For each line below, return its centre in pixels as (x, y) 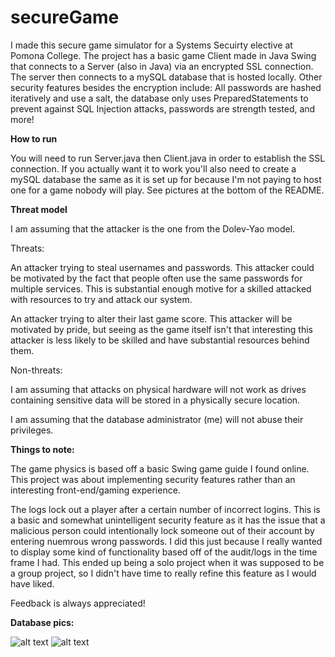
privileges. (32, 430)
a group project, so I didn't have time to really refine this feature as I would (163, 573)
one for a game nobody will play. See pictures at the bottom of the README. (167, 190)
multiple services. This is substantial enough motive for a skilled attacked (161, 288)
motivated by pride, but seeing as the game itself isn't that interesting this (161, 329)
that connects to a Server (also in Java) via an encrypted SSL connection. (162, 66)
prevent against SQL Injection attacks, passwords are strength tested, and (163, 108)
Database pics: (42, 622)
